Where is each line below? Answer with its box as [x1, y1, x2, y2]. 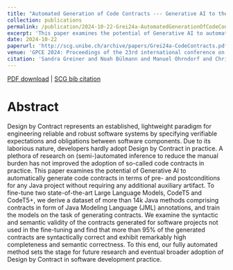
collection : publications [7, 17, 82, 24]
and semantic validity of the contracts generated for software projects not [7, 218, 218, 226]
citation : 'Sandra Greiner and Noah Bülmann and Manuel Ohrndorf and [7, 56, 213, 63]
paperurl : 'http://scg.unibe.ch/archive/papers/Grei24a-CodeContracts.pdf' [7, 42, 231, 49]
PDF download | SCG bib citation [7, 74, 101, 83]
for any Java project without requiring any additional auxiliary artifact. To [7, 181, 215, 189]
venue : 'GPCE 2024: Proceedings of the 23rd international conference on [7, 49, 225, 56]
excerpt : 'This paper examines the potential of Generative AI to [7, 29, 203, 37]
